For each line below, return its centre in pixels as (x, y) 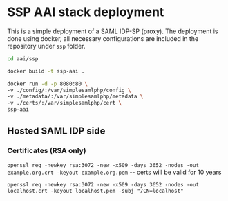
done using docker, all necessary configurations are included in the (103, 38)
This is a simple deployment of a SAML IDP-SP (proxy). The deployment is (113, 31)
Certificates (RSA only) (47, 151)
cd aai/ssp (23, 59)
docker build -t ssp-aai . (46, 71)
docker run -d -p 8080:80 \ (48, 84)
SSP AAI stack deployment (86, 12)
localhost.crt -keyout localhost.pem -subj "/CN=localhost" (96, 191)
